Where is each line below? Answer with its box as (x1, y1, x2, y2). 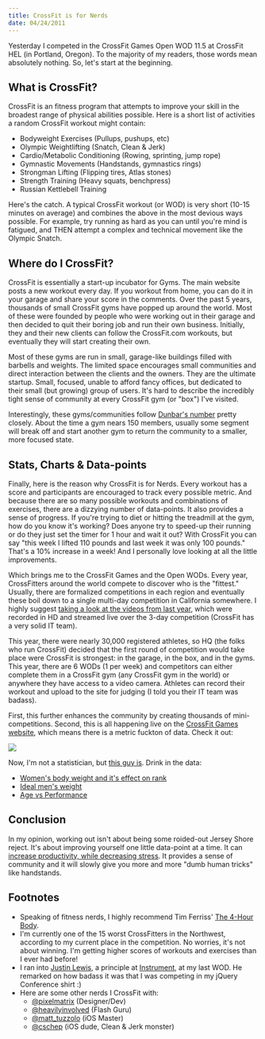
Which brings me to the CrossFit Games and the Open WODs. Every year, (8, 570, 248, 579)
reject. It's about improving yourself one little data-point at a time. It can (8, 842, 244, 852)
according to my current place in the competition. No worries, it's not (19, 937, 246, 947)
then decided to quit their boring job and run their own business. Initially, (8, 320, 245, 329)
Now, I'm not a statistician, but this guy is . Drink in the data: (8, 757, 202, 767)
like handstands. (8, 868, 62, 877)
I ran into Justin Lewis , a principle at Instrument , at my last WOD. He (19, 962, 243, 972)
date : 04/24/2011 (8, 19, 66, 27)
